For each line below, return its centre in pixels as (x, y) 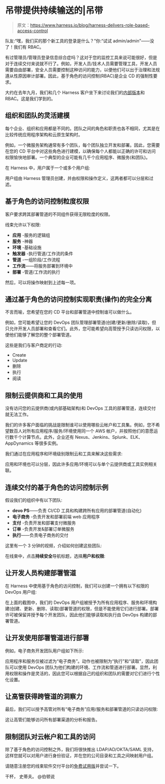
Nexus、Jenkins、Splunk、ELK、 (109, 437)
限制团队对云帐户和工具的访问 (50, 737)
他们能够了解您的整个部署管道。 (41, 335)
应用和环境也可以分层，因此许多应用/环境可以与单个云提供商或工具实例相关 (81, 464)
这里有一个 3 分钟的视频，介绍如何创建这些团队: (54, 545)
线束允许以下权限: (23, 224)
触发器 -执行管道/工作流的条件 (43, 253)
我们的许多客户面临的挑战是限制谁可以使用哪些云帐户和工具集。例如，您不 (80, 425)
